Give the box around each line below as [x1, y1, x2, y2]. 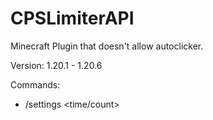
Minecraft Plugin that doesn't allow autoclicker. [10, 40, 204, 52]
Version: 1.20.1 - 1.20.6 [10, 59, 103, 71]
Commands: [10, 78, 61, 91]
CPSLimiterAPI [10, 7, 135, 30]
